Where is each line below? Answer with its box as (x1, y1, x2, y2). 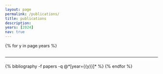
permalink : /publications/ (5, 12, 60, 16)
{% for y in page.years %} (5, 43, 57, 48)
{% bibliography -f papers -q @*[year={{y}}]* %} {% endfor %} (5, 63, 133, 69)
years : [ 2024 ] (5, 25, 34, 30)
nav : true (5, 30, 25, 34)
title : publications (5, 16, 47, 21)
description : (5, 20, 32, 26)
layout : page (5, 7, 32, 12)
